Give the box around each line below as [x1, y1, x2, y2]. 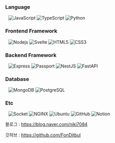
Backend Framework [5, 51, 57, 58]
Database [5, 76, 29, 83]
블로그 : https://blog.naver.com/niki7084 [5, 121, 88, 127]
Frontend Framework [5, 28, 58, 35]
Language [5, 4, 31, 11]
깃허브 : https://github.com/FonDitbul [5, 132, 81, 138]
